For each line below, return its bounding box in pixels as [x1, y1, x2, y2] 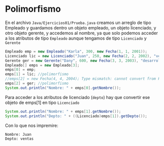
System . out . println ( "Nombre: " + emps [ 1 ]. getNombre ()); [5, 109, 121, 114]
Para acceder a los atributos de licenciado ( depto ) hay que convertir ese [5, 94, 150, 100]
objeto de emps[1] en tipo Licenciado [5, 99, 80, 105]
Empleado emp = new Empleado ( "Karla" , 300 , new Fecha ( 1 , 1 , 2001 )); [5, 49, 147, 54]
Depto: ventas [5, 136, 34, 142]
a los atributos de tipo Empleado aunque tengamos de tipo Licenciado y [5, 35, 147, 41]
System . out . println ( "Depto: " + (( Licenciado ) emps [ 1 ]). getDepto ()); [5, 114, 147, 119]
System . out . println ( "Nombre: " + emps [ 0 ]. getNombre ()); [5, 85, 121, 90]
